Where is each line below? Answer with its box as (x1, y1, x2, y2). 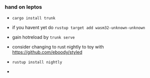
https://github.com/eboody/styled (12, 49, 83, 55)
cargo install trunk (12, 16, 56, 21)
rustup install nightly (12, 60, 63, 65)
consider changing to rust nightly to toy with (12, 44, 104, 50)
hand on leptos (5, 3, 42, 10)
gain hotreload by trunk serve (12, 34, 75, 40)
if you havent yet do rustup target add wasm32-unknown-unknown (12, 24, 145, 30)
